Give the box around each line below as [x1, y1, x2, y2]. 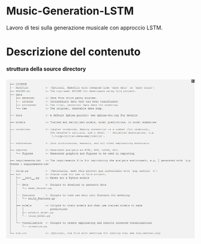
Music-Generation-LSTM [6, 4, 134, 18]
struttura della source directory [6, 65, 86, 73]
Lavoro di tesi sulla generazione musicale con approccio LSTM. [6, 24, 163, 31]
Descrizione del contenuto [6, 45, 141, 59]
